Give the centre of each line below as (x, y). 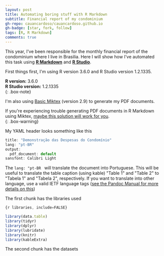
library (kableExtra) (27, 240)
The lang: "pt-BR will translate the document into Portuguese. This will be (82, 168)
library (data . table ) (27, 217)
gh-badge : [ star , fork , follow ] (38, 28)
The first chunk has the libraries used (43, 199)
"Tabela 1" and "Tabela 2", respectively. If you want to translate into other (80, 178)
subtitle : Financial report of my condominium (54, 19)
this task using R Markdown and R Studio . (48, 62)
